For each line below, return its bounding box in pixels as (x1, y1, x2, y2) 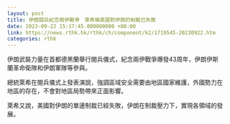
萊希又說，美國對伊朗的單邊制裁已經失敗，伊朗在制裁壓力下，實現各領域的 (7, 101, 217, 110)
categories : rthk (7, 36, 57, 42)
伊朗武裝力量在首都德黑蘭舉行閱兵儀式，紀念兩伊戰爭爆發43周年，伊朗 (7, 55, 207, 64)
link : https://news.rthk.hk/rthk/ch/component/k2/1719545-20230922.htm (7, 29, 216, 36)
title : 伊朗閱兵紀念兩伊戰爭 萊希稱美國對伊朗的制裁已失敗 (7, 16, 156, 23)
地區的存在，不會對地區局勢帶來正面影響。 (7, 87, 127, 95)
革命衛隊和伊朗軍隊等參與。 (12, 64, 91, 72)
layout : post (7, 10, 44, 17)
